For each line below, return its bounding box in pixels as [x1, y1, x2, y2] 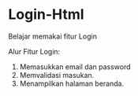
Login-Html [8, 6, 84, 24]
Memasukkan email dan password [19, 61, 132, 72]
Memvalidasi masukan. [19, 70, 95, 79]
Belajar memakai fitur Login [8, 31, 97, 41]
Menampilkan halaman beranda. [19, 79, 125, 88]
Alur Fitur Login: [8, 46, 61, 56]
